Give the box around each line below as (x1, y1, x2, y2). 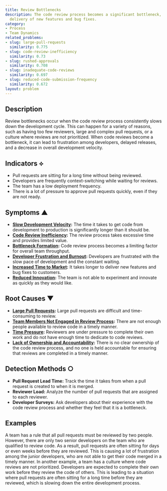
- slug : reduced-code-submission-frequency (5, 77, 97, 82)
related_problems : (5, 35, 43, 40)
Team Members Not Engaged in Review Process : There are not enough (12, 318, 161, 324)
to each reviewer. (12, 393, 48, 400)
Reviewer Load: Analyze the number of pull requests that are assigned (12, 388, 158, 394)
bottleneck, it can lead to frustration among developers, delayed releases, (5, 139, 157, 145)
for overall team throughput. (12, 248, 70, 254)
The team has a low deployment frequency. (12, 183, 102, 189)
